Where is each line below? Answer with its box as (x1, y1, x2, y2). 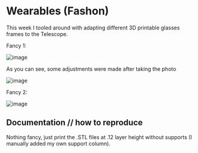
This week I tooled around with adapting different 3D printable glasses (6, 24, 180, 31)
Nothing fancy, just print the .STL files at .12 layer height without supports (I (6, 133, 192, 140)
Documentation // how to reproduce (6, 118, 143, 128)
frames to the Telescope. (6, 30, 68, 37)
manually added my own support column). (6, 140, 111, 147)
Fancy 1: (6, 42, 27, 49)
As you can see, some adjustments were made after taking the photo (6, 65, 176, 73)
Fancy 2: (6, 88, 28, 95)
